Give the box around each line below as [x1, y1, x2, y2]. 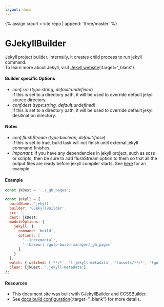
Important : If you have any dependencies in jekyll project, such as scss [12, 150, 155, 156]
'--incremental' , [22, 237, 58, 242]
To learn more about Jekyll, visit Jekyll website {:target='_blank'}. [5, 64, 136, 70]
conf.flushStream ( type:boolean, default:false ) [12, 134, 106, 140]
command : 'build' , [18, 229, 56, 234]
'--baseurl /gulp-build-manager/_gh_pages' [22, 242, 112, 247]
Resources [5, 280, 28, 286]
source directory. [12, 96, 47, 103]
